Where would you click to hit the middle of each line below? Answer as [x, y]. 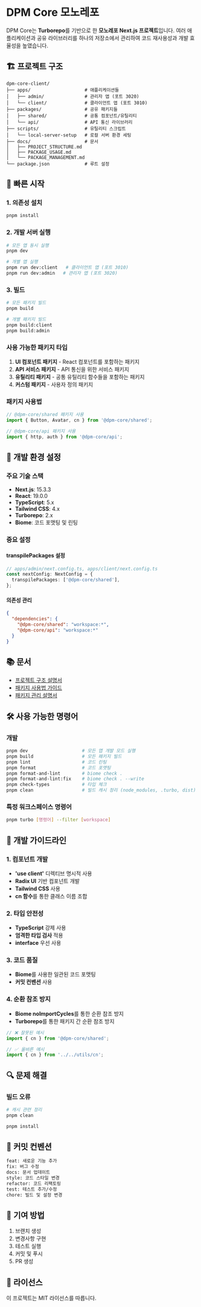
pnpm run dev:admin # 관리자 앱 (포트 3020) [62, 274]
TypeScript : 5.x [34, 502]
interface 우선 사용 [38, 943]
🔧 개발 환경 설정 [34, 458]
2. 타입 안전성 [25, 913]
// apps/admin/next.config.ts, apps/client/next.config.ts [82, 569]
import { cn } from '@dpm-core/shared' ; [58, 1038]
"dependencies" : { [35, 619]
